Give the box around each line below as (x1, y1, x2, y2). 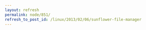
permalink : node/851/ (5, 12, 51, 17)
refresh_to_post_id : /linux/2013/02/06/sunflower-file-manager (5, 17, 142, 22)
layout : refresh (5, 7, 39, 13)
